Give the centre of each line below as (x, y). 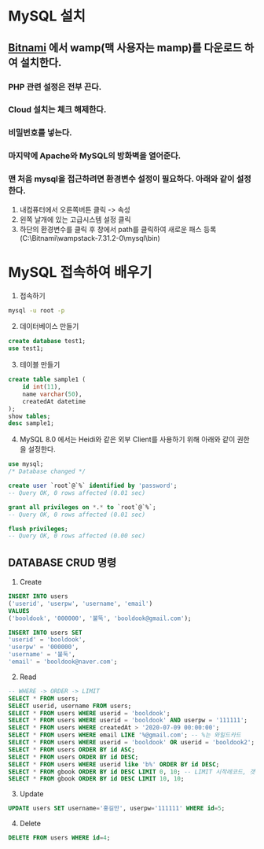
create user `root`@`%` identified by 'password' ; (93, 485)
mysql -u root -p (37, 310)
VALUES (19, 611)
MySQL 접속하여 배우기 (80, 272)
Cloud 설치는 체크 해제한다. (57, 109)
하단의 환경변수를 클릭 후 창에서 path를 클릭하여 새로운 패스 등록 (118, 229)
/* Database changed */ (47, 472)
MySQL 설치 (47, 16)
